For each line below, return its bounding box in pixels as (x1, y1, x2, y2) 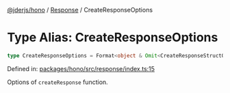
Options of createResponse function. (7, 78, 108, 86)
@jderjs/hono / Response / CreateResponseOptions (7, 6, 153, 14)
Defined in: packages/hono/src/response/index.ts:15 (7, 64, 155, 72)
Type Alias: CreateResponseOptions (7, 30, 218, 45)
